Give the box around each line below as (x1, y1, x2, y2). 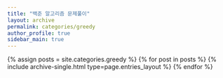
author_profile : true (7, 29, 71, 37)
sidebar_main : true (7, 36, 65, 43)
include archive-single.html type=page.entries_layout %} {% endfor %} (7, 63, 213, 71)
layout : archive (7, 17, 55, 24)
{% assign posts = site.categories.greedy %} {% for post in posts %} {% (7, 55, 217, 63)
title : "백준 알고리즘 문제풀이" (7, 10, 90, 17)
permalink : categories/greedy (7, 23, 96, 30)
